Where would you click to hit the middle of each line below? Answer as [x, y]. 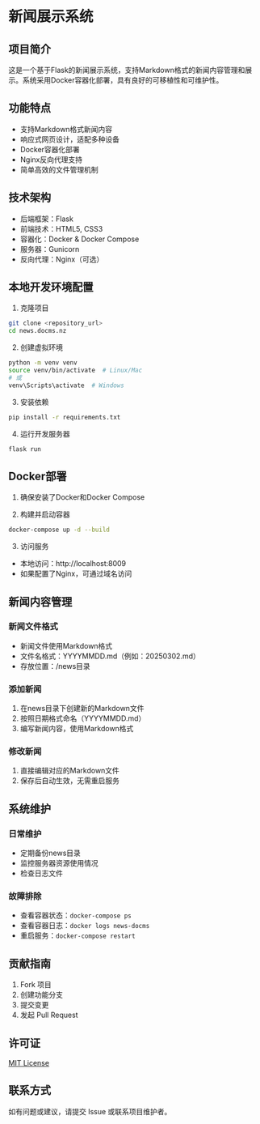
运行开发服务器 [45, 433]
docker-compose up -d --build [59, 530]
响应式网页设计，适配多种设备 [69, 139]
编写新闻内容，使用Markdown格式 [77, 729]
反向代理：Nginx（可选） [62, 259]
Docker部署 [38, 476]
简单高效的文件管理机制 [59, 169]
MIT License [29, 1063]
